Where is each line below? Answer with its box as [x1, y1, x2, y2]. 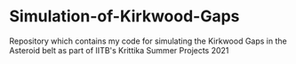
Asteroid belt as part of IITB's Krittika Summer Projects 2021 [9, 44, 229, 55]
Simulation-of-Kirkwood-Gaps [9, 6, 240, 27]
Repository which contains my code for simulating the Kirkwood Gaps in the [9, 36, 287, 46]
